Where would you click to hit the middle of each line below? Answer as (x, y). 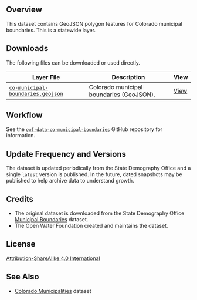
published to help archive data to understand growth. (70, 181)
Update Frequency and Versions (66, 154)
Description (128, 77)
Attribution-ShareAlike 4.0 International (53, 258)
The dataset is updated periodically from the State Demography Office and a (98, 168)
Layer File (46, 77)
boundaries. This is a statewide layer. (51, 30)
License (21, 244)
